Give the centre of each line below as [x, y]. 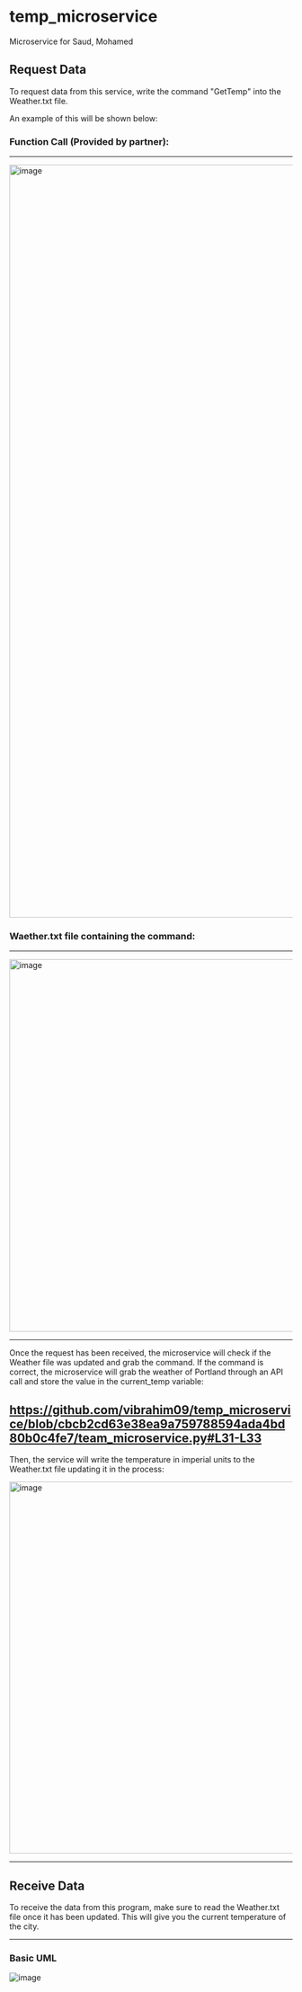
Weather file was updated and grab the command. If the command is [137, 1363]
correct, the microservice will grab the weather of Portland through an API [147, 1372]
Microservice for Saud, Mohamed [71, 41]
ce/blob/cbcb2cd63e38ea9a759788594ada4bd [147, 1423]
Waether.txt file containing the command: [102, 936]
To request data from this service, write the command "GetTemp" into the [145, 91]
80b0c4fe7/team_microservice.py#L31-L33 [136, 1438]
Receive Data [47, 1885]
